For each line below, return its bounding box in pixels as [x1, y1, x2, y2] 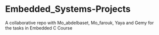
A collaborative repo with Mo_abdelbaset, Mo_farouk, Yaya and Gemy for [5, 20, 154, 26]
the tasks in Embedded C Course [5, 25, 73, 31]
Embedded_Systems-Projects [5, 3, 131, 15]
